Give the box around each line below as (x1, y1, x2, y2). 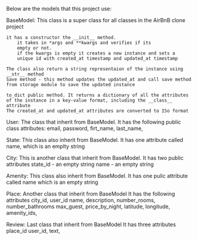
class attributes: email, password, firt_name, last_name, (6, 125, 143, 132)
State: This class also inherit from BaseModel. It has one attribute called (6, 136, 184, 143)
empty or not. (17, 45, 52, 51)
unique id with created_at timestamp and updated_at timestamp (17, 56, 178, 62)
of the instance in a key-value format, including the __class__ (6, 98, 172, 104)
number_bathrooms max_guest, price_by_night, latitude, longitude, (6, 203, 171, 210)
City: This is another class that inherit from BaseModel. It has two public (6, 154, 184, 161)
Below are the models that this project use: (6, 5, 112, 12)
